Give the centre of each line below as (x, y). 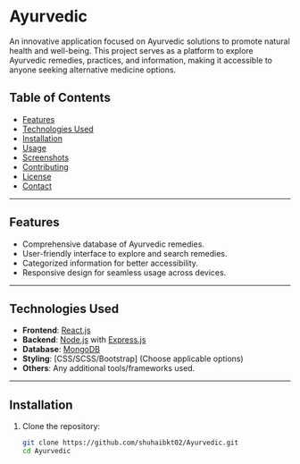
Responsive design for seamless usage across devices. (124, 272)
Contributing (45, 166)
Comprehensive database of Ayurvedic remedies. (113, 244)
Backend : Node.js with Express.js (84, 340)
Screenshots (46, 157)
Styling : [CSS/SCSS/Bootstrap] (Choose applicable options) (133, 359)
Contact (37, 186)
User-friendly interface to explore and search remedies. (125, 253)
